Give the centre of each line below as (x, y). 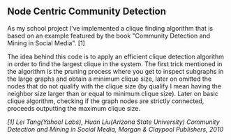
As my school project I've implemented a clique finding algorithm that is (110, 28)
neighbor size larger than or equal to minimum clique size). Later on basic (113, 93)
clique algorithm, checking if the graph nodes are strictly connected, (106, 101)
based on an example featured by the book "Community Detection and (109, 36)
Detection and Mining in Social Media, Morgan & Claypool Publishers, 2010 (115, 129)
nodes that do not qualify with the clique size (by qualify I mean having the (114, 86)
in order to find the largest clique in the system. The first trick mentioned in (115, 64)
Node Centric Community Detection (87, 11)
